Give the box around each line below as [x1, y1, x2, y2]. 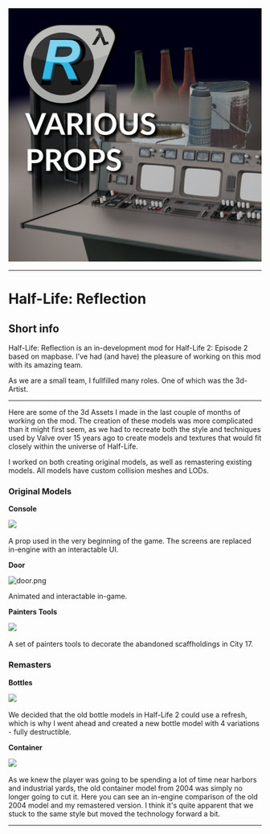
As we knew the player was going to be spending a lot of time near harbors [8, 774, 257, 784]
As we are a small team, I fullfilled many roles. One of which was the [8, 376, 235, 385]
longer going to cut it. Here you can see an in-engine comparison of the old [8, 791, 259, 801]
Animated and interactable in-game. [8, 591, 128, 602]
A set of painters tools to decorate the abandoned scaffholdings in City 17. [8, 639, 253, 649]
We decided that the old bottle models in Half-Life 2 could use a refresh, [8, 709, 247, 719]
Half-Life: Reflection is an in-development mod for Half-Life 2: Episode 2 [8, 343, 248, 352]
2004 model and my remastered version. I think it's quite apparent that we [8, 800, 254, 810]
